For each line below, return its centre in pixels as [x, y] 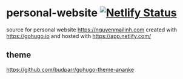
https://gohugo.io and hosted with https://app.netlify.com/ [79, 36]
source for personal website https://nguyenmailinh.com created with [92, 30]
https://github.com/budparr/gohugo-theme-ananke [70, 69]
